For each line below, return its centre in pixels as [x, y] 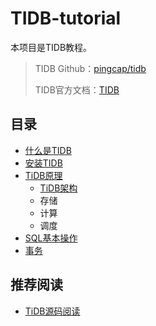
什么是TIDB [48, 150]
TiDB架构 [58, 188]
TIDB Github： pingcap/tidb [90, 68]
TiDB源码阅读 [52, 311]
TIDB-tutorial [66, 18]
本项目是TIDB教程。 [51, 47]
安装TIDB [43, 163]
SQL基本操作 [51, 238]
